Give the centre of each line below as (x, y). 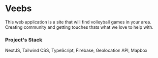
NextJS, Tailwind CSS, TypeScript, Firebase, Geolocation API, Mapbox (76, 50)
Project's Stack (24, 39)
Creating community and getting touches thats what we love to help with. (79, 27)
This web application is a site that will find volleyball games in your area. (78, 22)
